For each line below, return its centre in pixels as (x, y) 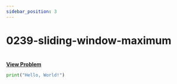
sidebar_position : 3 (32, 11)
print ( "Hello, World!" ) (36, 75)
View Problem (24, 64)
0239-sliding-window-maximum (89, 40)
